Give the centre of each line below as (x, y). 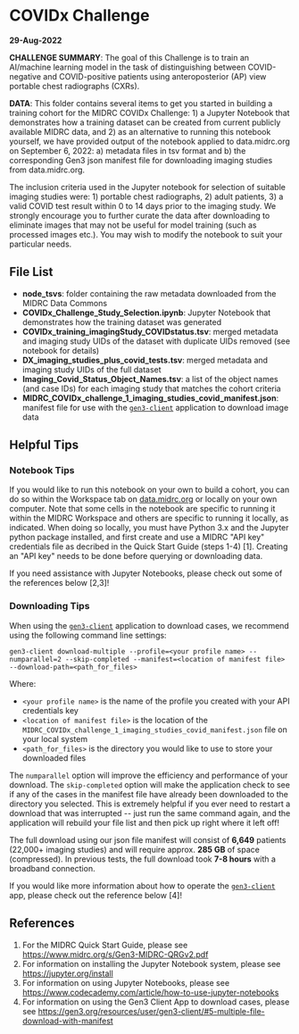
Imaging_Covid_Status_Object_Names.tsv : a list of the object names (150, 379)
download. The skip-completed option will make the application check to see (149, 784)
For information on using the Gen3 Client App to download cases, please (156, 1002)
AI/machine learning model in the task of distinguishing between (128, 67)
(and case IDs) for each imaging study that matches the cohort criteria (151, 388)
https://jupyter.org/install (67, 973)
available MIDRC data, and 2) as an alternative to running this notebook (140, 131)
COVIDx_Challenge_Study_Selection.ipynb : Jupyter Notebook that (146, 313)
